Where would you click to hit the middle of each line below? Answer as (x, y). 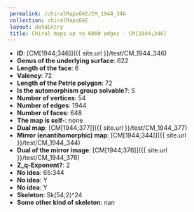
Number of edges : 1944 (51, 105)
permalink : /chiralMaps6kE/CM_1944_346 (68, 14)
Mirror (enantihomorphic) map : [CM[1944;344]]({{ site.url (101, 135)
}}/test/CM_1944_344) (49, 143)
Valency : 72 (34, 76)
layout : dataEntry (36, 27)
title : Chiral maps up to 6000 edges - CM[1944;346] (88, 33)
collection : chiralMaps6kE (49, 20)
